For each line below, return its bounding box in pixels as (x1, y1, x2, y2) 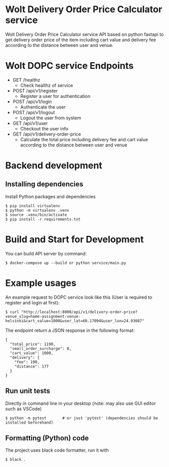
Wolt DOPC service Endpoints (5, 60, 134, 72)
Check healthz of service (20, 82, 73, 88)
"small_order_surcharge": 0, (10, 346, 72, 351)
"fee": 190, (14, 359, 40, 365)
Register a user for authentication (20, 93, 91, 99)
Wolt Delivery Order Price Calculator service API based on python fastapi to (5, 31, 164, 37)
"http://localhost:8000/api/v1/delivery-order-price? (21, 309, 138, 315)
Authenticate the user (20, 103, 66, 110)
